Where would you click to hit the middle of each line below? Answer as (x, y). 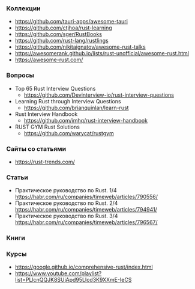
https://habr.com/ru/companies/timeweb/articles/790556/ (86, 197)
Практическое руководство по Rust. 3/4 (66, 216)
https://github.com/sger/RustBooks (58, 34)
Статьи (17, 177)
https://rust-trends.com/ (45, 162)
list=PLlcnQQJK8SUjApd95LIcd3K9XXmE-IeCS (73, 280)
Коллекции (23, 8)
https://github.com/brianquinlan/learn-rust (76, 108)
